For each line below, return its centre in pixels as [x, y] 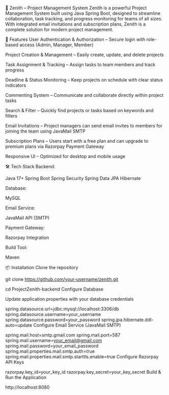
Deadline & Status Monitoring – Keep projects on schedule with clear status [84, 80]
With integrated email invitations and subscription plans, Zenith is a [76, 24]
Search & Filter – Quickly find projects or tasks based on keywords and [79, 110]
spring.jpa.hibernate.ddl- [128, 320]
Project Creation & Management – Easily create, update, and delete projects [84, 55]
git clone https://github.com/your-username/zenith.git [62, 279]
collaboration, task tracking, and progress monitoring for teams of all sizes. [84, 19]
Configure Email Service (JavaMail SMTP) [77, 325]
